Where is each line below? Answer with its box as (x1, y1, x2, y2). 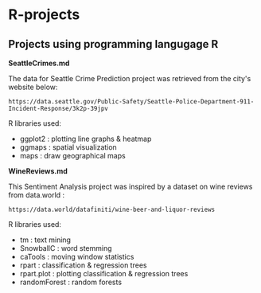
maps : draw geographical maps (19, 151, 126, 160)
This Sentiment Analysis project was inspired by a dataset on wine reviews (8, 182, 253, 191)
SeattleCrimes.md (8, 58, 70, 68)
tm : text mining (19, 235, 72, 244)
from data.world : (8, 190, 65, 200)
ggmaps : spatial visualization (19, 143, 117, 152)
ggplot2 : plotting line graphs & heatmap (19, 134, 152, 143)
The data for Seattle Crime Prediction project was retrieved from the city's (8, 74, 251, 83)
